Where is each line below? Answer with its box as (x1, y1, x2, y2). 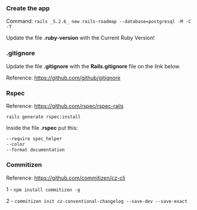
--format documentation (6, 147, 65, 152)
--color (6, 141, 26, 147)
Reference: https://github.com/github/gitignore (6, 74, 120, 81)
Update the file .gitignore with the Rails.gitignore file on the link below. (6, 62, 181, 69)
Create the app (6, 4, 50, 12)
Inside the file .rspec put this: (6, 124, 78, 131)
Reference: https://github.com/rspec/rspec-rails (6, 102, 124, 109)
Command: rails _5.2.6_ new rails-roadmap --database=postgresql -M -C (6, 18, 192, 25)
